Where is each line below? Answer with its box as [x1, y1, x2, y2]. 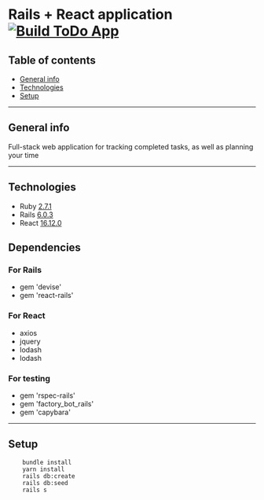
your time [8, 150, 39, 160]
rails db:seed [22, 479, 68, 487]
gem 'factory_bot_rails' [19, 399, 94, 408]
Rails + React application [8, 6, 173, 24]
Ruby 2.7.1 [19, 201, 53, 211]
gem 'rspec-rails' [19, 391, 76, 400]
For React [8, 311, 46, 322]
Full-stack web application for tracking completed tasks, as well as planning [8, 142, 254, 151]
